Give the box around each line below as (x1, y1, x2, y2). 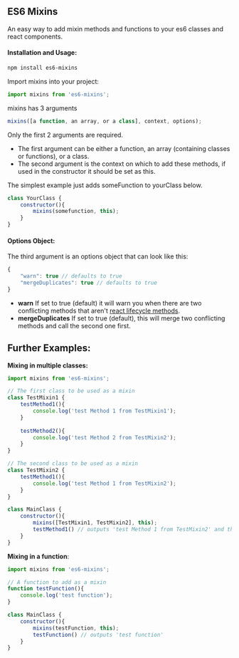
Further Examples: (7, 342, 91, 355)
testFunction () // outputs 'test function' (33, 631, 164, 638)
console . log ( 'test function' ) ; (20, 592, 113, 599)
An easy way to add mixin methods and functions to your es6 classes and (7, 24, 224, 33)
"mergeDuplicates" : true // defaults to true (20, 279, 158, 286)
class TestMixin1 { (7, 395, 65, 402)
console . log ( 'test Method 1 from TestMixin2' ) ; (33, 480, 176, 487)
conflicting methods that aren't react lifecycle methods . (17, 306, 180, 315)
